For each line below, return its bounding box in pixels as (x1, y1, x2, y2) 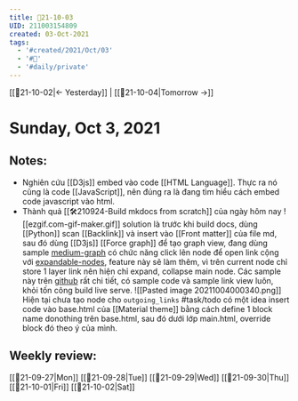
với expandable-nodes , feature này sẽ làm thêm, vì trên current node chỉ (21, 256, 287, 267)
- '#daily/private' (17, 63, 90, 72)
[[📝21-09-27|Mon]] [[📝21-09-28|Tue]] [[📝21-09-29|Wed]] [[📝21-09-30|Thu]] (9, 372, 290, 382)
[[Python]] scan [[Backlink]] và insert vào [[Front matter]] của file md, (21, 228, 278, 238)
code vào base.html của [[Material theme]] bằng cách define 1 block (21, 303, 273, 314)
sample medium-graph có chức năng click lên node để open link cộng (21, 246, 279, 258)
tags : (9, 37, 29, 47)
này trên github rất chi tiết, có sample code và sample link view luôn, (21, 275, 274, 285)
